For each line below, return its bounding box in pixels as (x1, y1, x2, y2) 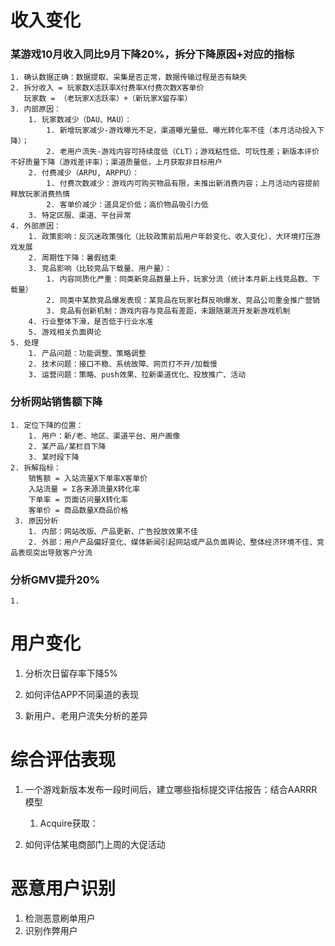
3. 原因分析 (14, 516, 59, 526)
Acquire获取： (39, 817, 99, 829)
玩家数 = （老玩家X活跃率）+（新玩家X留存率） (23, 94, 193, 104)
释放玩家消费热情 (10, 189, 71, 200)
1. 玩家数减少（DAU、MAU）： (28, 115, 133, 125)
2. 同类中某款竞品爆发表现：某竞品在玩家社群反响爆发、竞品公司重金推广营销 (46, 296, 320, 306)
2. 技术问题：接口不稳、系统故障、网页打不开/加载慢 (28, 359, 218, 370)
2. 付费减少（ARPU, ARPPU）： (28, 168, 140, 178)
